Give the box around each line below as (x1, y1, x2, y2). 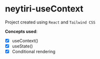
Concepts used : (5, 28, 38, 34)
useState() (12, 43, 33, 49)
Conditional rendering (12, 49, 56, 55)
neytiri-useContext (5, 3, 84, 14)
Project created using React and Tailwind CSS (5, 19, 96, 25)
